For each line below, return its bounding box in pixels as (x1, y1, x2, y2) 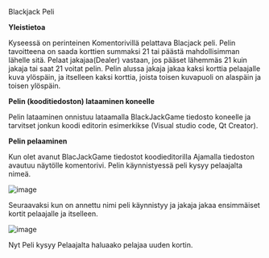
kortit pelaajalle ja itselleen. (8, 209, 98, 218)
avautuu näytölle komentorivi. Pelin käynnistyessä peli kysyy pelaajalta (8, 160, 243, 170)
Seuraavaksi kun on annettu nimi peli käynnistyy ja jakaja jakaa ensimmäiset (8, 201, 260, 210)
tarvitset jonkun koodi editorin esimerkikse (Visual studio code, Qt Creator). (8, 121, 259, 130)
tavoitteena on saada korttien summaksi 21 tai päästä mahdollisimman (8, 47, 240, 56)
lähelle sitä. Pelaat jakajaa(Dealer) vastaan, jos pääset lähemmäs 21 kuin (8, 56, 248, 64)
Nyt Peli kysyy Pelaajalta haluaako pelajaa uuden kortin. (8, 240, 193, 249)
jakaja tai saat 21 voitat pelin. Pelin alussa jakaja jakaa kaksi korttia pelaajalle (8, 64, 261, 73)
